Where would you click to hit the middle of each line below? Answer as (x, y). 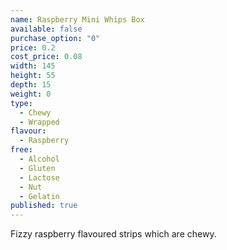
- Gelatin (39, 196)
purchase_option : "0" (55, 38)
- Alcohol (39, 159)
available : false (46, 29)
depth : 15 (31, 85)
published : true (44, 206)
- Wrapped (39, 122)
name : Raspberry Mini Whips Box (77, 19)
